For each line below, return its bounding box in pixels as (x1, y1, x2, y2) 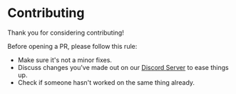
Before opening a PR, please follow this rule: (7, 42, 138, 50)
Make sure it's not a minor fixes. (17, 55, 113, 64)
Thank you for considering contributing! (7, 28, 125, 37)
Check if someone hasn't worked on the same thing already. (17, 78, 195, 86)
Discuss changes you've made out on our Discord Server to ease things (17, 63, 230, 71)
